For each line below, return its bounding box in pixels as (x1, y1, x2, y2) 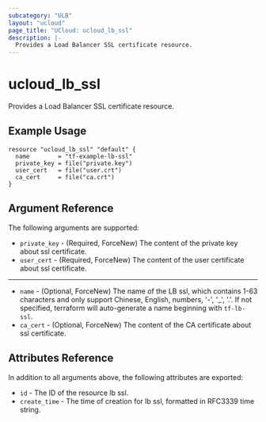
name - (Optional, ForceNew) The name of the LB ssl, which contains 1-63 (19, 286, 258, 296)
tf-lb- (223, 305, 245, 313)
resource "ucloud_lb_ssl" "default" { (8, 145, 136, 153)
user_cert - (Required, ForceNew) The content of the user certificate (19, 255, 245, 264)
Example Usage (8, 125, 87, 138)
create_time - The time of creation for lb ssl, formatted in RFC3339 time (19, 396, 255, 405)
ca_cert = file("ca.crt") (15, 173, 115, 181)
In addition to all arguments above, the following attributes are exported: (8, 372, 244, 382)
